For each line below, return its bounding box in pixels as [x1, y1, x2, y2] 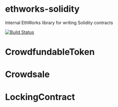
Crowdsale [5, 69, 50, 80]
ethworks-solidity [5, 3, 80, 15]
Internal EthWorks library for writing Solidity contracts [5, 20, 114, 26]
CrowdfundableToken [5, 47, 95, 57]
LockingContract [5, 91, 75, 103]
